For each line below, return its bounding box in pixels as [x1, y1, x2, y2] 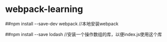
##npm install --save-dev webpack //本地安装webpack [5, 20, 118, 26]
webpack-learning [5, 3, 83, 15]
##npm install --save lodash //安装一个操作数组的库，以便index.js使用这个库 [5, 31, 162, 37]
